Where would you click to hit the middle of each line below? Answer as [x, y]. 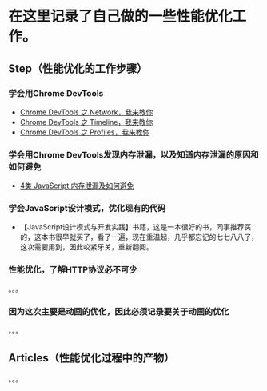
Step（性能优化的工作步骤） [78, 68]
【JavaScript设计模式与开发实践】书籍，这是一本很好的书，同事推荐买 [135, 227]
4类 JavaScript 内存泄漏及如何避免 [77, 186]
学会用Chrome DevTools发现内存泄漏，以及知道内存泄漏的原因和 [133, 154]
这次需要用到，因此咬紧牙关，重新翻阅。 [86, 247]
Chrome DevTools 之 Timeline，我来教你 [86, 122]
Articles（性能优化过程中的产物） [92, 358]
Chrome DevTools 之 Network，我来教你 [86, 112]
